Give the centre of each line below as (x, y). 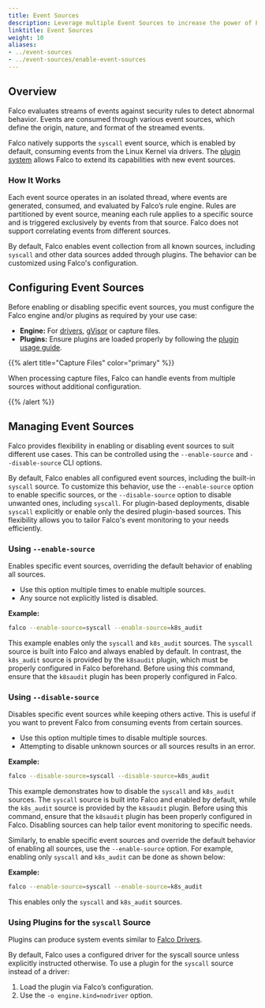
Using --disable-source (54, 697)
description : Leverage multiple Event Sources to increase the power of (130, 23)
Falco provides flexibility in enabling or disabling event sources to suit (121, 445)
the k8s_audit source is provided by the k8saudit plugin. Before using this (128, 808)
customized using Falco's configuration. (73, 262)
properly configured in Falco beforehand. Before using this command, (121, 668)
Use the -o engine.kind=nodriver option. (86, 995)
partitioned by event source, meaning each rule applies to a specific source (131, 213)
